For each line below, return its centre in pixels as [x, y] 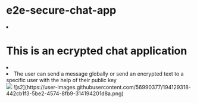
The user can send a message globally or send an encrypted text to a [99, 74]
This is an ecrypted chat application [97, 51]
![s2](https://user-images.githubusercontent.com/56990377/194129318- [102, 87]
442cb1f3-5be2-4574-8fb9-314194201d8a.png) [65, 93]
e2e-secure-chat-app [61, 10]
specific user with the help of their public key [62, 80]
